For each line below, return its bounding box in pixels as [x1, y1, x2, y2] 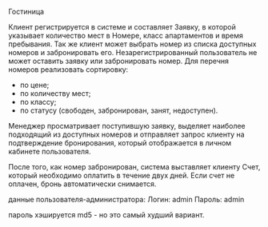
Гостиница [8, 7, 45, 16]
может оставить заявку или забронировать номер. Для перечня [8, 56, 230, 66]
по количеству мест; [19, 89, 91, 98]
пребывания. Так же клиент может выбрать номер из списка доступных [8, 39, 257, 49]
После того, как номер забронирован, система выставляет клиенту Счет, [8, 162, 261, 171]
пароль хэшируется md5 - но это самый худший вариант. [8, 210, 205, 219]
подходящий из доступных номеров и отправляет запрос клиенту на [8, 129, 246, 139]
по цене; [19, 80, 50, 90]
